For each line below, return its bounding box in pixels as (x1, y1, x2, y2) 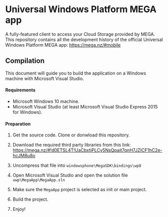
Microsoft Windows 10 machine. (12, 98, 79, 104)
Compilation (5, 57, 45, 65)
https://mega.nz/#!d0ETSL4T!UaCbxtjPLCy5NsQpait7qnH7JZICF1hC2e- (12, 147, 163, 153)
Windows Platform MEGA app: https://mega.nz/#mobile (5, 42, 121, 48)
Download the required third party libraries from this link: (12, 142, 131, 148)
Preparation (5, 121, 31, 127)
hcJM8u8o (12, 153, 35, 159)
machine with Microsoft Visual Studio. (5, 75, 85, 82)
